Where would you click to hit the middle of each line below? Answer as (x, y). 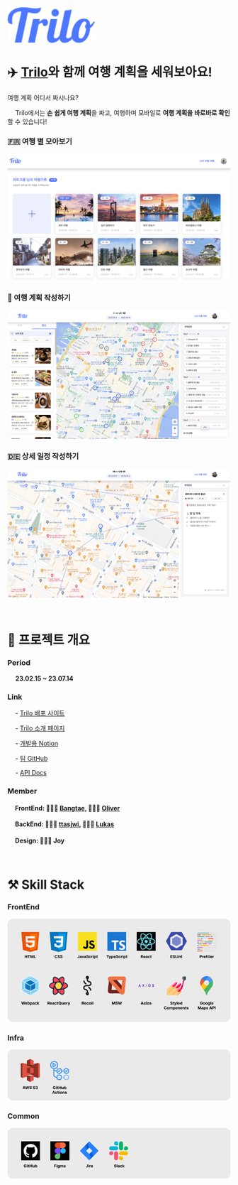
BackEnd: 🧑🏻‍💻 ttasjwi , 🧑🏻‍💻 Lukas (65, 824)
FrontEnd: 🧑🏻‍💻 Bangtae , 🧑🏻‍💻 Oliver (68, 808)
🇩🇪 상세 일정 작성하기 (43, 456)
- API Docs (31, 772)
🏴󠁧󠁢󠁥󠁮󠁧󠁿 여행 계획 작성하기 (39, 298)
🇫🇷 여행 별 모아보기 (40, 141)
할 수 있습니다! (27, 121)
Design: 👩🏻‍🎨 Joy (40, 840)
